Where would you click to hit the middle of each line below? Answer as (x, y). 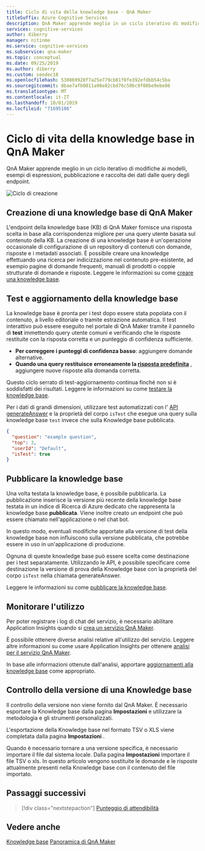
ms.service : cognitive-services (47, 46)
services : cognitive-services (45, 29)
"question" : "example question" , (54, 437)
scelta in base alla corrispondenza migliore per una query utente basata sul (101, 234)
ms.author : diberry (31, 69)
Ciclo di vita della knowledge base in (101, 139)
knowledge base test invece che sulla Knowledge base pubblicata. (91, 420)
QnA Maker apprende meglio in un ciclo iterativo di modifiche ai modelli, (97, 169)
